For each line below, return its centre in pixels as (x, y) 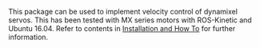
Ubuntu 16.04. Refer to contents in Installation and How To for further (122, 28)
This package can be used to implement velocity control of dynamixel (123, 12)
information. (28, 37)
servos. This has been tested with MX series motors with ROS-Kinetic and (130, 20)
